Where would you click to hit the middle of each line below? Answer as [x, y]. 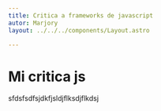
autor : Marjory [33, 23]
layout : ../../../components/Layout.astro [79, 30]
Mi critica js [47, 77]
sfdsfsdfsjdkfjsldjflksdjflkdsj [54, 98]
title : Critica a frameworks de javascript [81, 15]
